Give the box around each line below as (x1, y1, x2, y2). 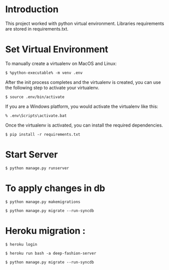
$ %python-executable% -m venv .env (5, 70, 83, 75)
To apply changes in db (5, 183, 106, 194)
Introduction (5, 4, 59, 15)
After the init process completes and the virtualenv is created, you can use (5, 79, 161, 85)
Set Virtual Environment (5, 44, 109, 55)
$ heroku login (5, 242, 38, 247)
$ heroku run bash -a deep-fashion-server (5, 251, 96, 256)
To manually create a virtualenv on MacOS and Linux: (5, 60, 117, 67)
